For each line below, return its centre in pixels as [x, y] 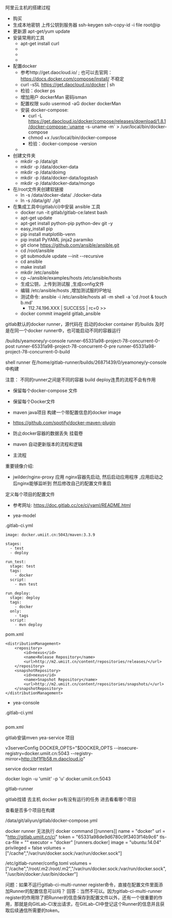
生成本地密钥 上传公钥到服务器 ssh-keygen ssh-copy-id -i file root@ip [87, 25]
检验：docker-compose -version [63, 144]
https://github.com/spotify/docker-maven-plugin [64, 423]
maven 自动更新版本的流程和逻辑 [47, 444]
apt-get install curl [40, 43]
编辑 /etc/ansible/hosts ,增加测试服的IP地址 [66, 290]
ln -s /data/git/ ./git [40, 200]
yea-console [26, 702]
